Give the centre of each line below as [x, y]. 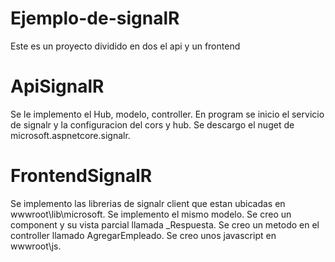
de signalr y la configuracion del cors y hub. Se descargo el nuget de [152, 124]
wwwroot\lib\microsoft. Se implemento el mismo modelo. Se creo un [151, 214]
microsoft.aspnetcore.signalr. [70, 135]
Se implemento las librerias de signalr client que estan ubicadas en [148, 203]
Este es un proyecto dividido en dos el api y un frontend [125, 46]
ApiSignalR [57, 86]
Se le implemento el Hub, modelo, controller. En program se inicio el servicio [167, 114]
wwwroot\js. [36, 246]
